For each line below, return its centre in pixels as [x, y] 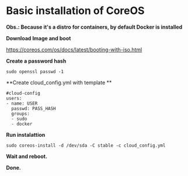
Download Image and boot [39, 38]
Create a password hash [36, 61]
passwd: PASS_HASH [34, 108]
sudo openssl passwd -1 [35, 71]
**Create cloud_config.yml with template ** [59, 82]
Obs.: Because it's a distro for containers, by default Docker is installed [94, 27]
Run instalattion [26, 134]
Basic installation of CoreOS [75, 11]
